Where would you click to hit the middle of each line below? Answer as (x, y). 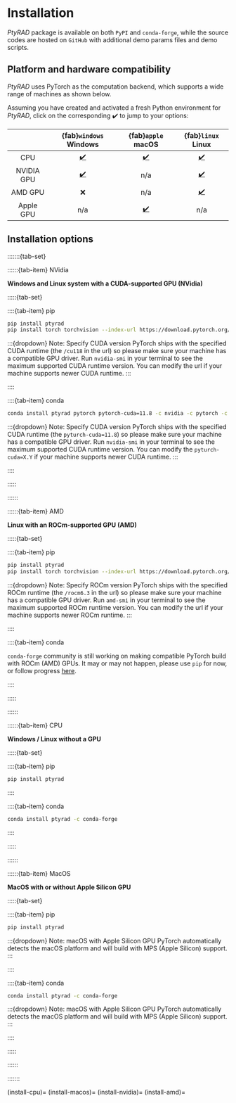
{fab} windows (83, 135)
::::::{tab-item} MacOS (39, 873)
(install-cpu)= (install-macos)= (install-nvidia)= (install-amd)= (97, 1092)
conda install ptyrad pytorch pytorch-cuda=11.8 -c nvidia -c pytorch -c (118, 414)
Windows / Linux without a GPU (54, 739)
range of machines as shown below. (59, 94)
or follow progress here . (42, 670)
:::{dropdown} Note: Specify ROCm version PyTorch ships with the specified (118, 585)
